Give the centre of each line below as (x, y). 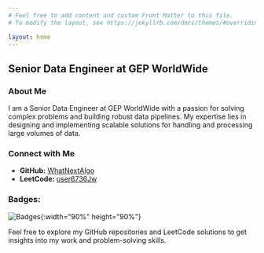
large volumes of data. (44, 134)
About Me (27, 91)
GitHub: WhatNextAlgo (57, 170)
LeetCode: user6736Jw (58, 179)
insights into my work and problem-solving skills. (87, 240)
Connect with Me (42, 153)
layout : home (29, 37)
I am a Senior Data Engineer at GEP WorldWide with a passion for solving (126, 108)
